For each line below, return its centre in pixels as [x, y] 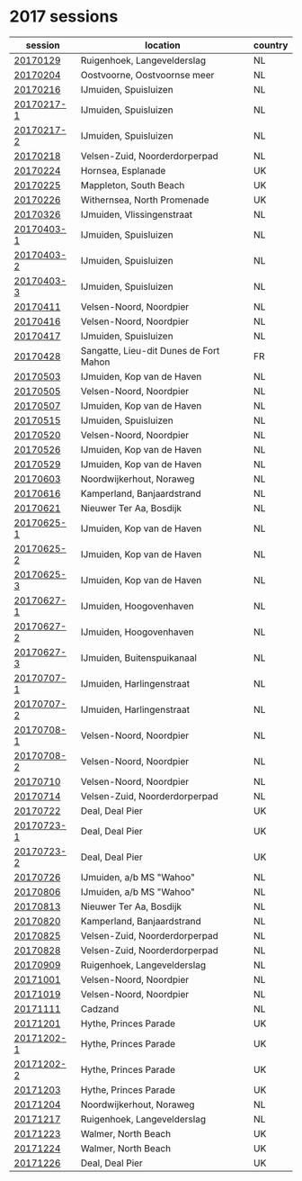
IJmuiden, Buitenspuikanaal [139, 657]
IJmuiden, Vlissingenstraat [137, 214]
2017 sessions [64, 17]
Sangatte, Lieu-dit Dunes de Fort [150, 350]
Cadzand [100, 1008]
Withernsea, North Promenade [145, 200]
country [271, 45]
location [163, 45]
